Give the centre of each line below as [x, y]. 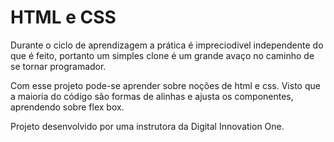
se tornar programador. [58, 66]
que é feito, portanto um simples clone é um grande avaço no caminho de [162, 55]
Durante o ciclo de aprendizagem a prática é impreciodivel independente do [167, 45]
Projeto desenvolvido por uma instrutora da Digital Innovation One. [147, 126]
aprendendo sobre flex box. [67, 107]
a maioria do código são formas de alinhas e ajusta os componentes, [152, 96]
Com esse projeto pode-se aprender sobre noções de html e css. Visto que [165, 85]
